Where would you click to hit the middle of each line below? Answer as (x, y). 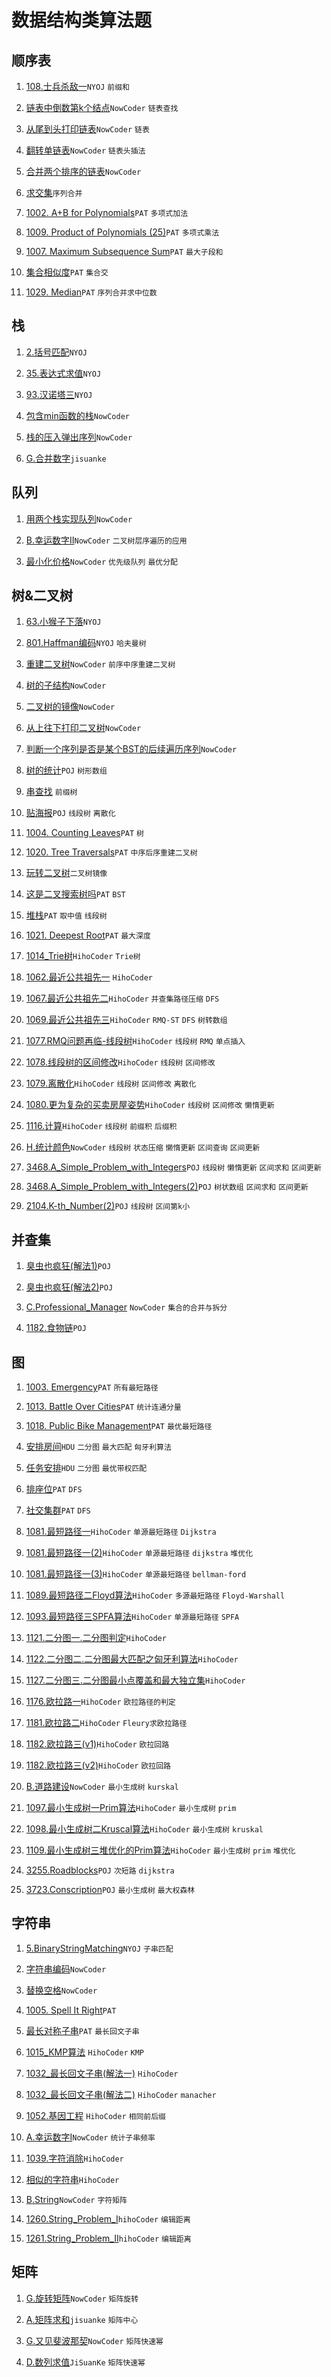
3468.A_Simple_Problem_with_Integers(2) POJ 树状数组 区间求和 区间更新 (167, 1187)
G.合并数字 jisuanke (66, 458)
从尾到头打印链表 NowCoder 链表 (87, 129)
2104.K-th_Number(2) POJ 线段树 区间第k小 (108, 1206)
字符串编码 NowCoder (66, 1968)
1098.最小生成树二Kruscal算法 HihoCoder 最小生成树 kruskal (144, 1829)
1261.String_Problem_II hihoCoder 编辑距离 (108, 2238)
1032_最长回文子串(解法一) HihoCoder (102, 2073)
